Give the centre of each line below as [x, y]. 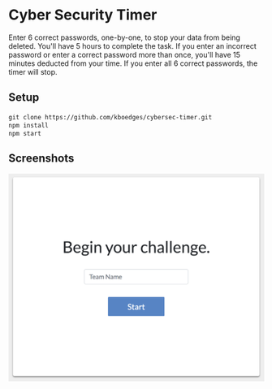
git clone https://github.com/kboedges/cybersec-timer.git [110, 117]
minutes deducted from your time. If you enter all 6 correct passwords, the [133, 63]
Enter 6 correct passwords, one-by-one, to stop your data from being [125, 37]
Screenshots [41, 159]
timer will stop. [33, 71]
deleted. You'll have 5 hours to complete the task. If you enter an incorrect [133, 45]
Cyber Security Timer [83, 15]
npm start [25, 133]
